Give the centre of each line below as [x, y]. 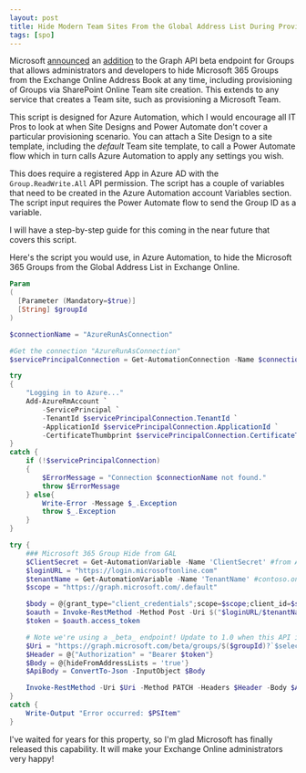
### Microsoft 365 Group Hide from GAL [102, 553]
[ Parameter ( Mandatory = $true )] [77, 301]
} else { [40, 495]
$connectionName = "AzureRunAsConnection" [91, 334]
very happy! [32, 758]
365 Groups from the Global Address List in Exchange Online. [125, 267]
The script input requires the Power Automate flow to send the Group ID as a [153, 203]
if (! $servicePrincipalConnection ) [93, 461]
